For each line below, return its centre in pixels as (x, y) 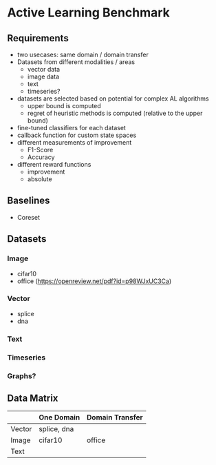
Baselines (29, 201)
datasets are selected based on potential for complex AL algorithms (113, 99)
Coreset (28, 217)
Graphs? (22, 375)
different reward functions (54, 164)
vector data (44, 69)
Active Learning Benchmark (89, 13)
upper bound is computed (64, 106)
